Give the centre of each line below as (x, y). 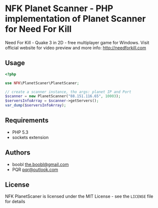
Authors (18, 153)
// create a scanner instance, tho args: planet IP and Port (68, 92)
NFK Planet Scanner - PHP (59, 9)
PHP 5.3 (20, 132)
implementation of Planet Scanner (75, 19)
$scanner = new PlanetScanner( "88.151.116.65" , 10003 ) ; (63, 96)
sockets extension (30, 137)
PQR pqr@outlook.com (35, 169)
